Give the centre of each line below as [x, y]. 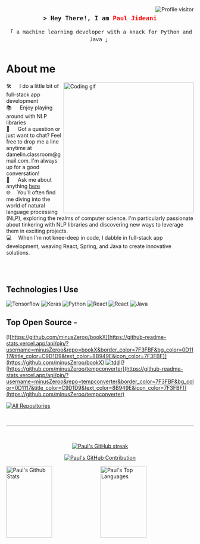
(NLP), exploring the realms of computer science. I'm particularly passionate [100, 218]
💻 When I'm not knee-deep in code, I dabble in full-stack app [85, 238]
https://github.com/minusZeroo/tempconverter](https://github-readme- [96, 369]
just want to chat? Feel [34, 135]
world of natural [26, 206]
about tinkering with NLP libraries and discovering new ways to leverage [95, 225]
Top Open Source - [42, 323]
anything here [23, 186]
